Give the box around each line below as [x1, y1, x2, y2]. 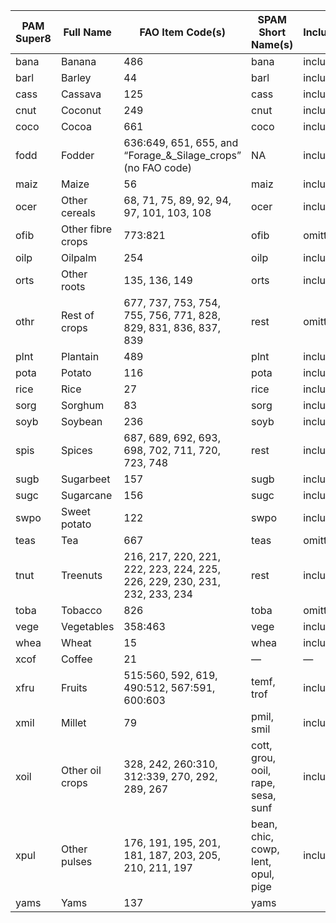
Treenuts [60, 569, 103, 582]
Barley [60, 71, 92, 84]
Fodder [60, 149, 95, 162]
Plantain [60, 350, 100, 363]
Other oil [60, 764, 102, 777]
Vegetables [60, 620, 115, 633]
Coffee [60, 652, 93, 666]
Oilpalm [60, 251, 97, 264]
